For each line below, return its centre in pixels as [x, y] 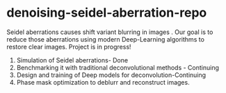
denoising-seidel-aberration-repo [107, 13]
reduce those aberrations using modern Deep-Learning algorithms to [105, 39]
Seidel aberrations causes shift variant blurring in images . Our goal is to [110, 32]
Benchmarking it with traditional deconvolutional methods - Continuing [118, 67]
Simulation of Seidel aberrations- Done [72, 60]
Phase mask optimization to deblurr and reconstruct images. [103, 82]
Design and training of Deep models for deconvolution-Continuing [111, 75]
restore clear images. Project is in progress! [69, 46]
